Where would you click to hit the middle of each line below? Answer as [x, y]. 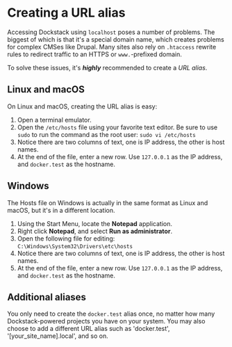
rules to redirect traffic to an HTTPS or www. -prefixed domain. [94, 54]
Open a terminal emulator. [54, 120]
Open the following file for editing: [66, 239]
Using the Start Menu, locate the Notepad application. [94, 223]
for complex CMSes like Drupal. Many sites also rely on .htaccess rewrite [112, 47]
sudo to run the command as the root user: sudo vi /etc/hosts [106, 134]
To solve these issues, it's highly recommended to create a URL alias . [107, 67]
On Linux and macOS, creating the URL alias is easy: [82, 106]
